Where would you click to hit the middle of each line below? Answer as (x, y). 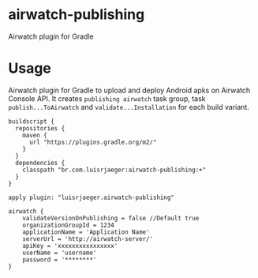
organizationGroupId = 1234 (68, 225)
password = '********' (60, 259)
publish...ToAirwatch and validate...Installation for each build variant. (129, 107)
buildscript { (32, 121)
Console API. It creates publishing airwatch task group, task (107, 98)
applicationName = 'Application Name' (86, 232)
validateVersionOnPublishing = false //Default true (111, 218)
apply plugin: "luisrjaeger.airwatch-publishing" (92, 197)
